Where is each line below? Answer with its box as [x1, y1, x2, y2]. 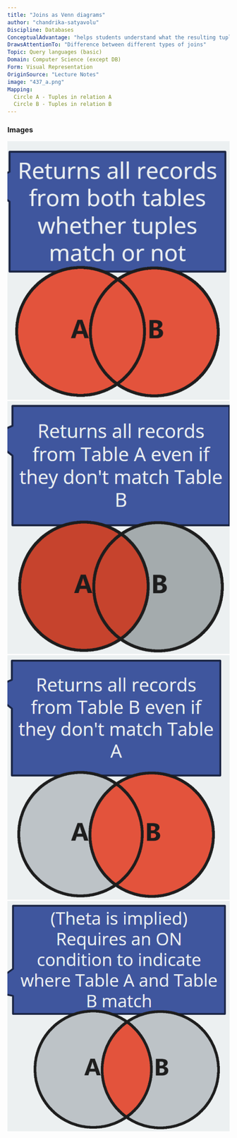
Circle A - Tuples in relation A [13, 93, 112, 100]
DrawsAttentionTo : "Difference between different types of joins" [7, 41, 207, 49]
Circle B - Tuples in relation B [13, 101, 112, 108]
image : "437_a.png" [7, 78, 65, 85]
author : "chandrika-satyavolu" [7, 18, 99, 26]
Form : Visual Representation [7, 64, 93, 71]
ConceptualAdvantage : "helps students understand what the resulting [7, 34, 217, 41]
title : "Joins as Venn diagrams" [7, 11, 106, 18]
